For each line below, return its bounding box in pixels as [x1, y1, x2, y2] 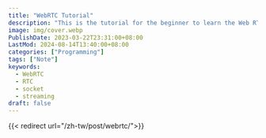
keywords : [8, 63, 41, 71]
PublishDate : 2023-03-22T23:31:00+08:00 [8, 33, 144, 42]
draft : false [8, 99, 51, 107]
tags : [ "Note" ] [8, 56, 59, 64]
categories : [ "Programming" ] [8, 48, 104, 56]
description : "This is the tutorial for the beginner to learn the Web [8, 19, 249, 27]
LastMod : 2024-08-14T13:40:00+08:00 [8, 41, 129, 49]
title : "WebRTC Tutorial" [8, 11, 93, 20]
